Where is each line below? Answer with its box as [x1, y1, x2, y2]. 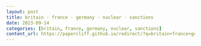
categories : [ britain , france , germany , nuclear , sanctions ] [6, 25, 162, 32]
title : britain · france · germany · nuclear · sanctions [6, 14, 154, 20]
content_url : [6, 31, 39, 37]
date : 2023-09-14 [6, 20, 50, 26]
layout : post [6, 8, 39, 15]
